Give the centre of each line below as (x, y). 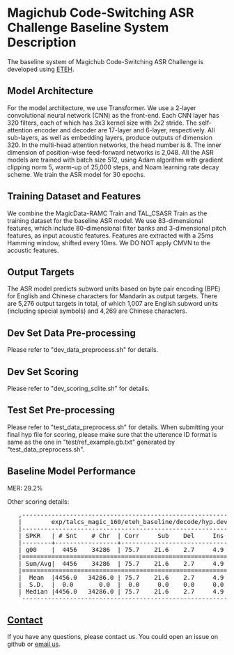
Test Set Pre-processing (61, 410)
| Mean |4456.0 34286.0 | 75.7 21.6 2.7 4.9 (121, 577)
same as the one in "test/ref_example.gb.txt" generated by (91, 442)
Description (42, 43)
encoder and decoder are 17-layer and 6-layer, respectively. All (124, 130)
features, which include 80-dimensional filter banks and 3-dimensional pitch (117, 228)
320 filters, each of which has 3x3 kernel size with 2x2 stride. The (102, 123)
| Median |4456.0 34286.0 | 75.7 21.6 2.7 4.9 (121, 591)
